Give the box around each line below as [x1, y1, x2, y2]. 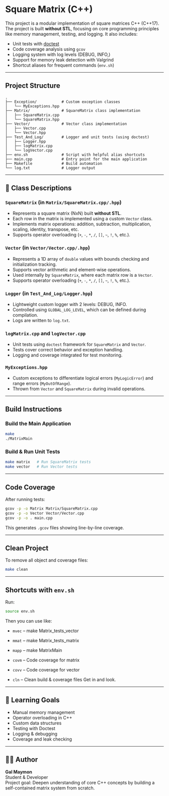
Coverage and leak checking [12, 736, 72, 742]
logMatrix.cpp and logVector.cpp [5, 330, 86, 337]
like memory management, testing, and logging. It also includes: [5, 31, 138, 37]
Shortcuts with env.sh [5, 586, 74, 594]
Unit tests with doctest [12, 40, 59, 46]
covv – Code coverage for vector [12, 666, 80, 672]
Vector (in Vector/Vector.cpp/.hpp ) [5, 244, 91, 252]
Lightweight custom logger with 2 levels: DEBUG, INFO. [12, 301, 127, 308]
